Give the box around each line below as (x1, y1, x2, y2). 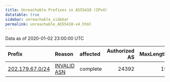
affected (79, 51, 101, 58)
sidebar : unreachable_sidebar (5, 17, 69, 22)
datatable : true (5, 12, 39, 17)
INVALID (55, 62, 75, 69)
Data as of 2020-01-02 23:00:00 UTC (5, 35, 84, 42)
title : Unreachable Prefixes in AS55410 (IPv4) (5, 7, 108, 13)
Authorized (107, 48, 135, 55)
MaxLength (139, 51, 168, 58)
